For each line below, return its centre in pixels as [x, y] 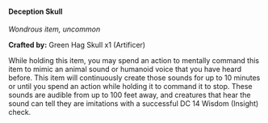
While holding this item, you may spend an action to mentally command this [134, 61]
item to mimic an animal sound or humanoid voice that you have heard [125, 70]
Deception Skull [36, 11]
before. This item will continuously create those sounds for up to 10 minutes [134, 78]
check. [20, 112]
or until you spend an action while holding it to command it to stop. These [130, 87]
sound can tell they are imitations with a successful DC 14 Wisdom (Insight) [134, 104]
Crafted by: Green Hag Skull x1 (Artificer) [77, 45]
